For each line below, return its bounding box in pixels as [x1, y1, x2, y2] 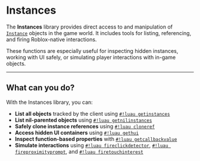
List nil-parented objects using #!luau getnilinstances [14, 116, 152, 124]
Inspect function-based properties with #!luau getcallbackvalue [14, 135, 177, 143]
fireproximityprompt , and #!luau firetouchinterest [14, 148, 144, 155]
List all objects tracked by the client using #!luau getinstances [14, 110, 170, 117]
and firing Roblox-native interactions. [6, 36, 97, 43]
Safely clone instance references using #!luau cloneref [14, 122, 155, 130]
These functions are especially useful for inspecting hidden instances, [6, 47, 179, 54]
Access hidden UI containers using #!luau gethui [14, 129, 139, 136]
